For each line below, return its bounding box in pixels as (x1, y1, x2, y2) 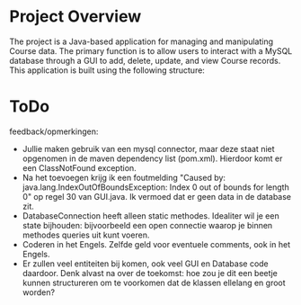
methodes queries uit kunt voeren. (22, 229, 150, 240)
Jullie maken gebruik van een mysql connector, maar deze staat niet (22, 143, 276, 154)
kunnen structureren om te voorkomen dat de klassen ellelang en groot (22, 277, 286, 288)
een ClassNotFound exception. (22, 162, 137, 173)
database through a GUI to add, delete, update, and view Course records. (9, 55, 281, 66)
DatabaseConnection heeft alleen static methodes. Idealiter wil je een (22, 210, 280, 221)
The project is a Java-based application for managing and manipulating (9, 36, 274, 47)
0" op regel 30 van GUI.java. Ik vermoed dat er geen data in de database (22, 191, 292, 202)
